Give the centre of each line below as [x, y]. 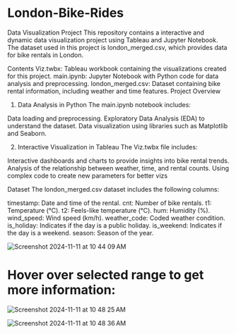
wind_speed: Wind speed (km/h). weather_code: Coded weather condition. [117, 218]
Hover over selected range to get [106, 275]
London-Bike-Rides [66, 13]
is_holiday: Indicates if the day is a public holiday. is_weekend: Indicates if [115, 225]
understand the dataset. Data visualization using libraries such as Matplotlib [118, 125]
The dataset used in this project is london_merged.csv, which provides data [117, 47]
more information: [61, 290]
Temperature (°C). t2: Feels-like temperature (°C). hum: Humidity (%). [109, 210]
